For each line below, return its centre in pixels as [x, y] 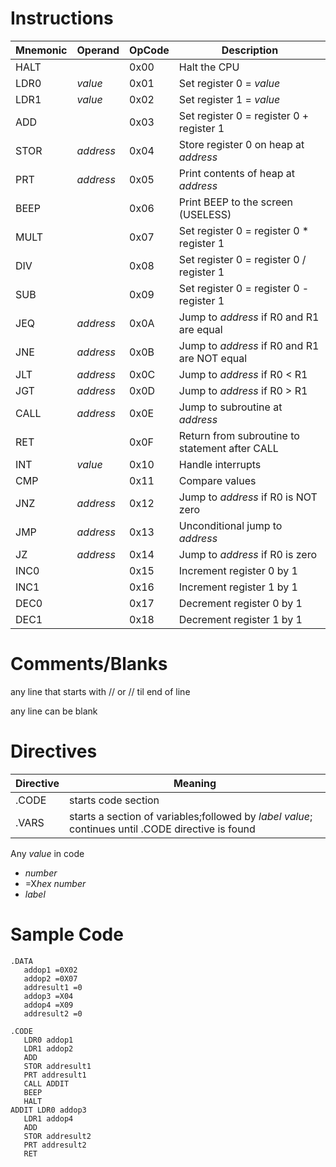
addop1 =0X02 [50, 970]
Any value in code [47, 853]
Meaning [195, 783]
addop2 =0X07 [50, 978]
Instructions [62, 18]
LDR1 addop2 [48, 1048]
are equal [200, 329]
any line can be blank [54, 711]
